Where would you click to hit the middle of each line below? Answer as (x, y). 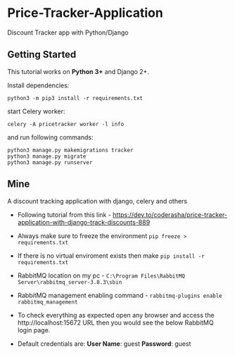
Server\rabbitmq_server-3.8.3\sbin (70, 282)
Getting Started (42, 55)
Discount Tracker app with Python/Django (68, 32)
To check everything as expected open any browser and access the (116, 315)
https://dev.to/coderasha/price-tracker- (170, 214)
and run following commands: (50, 137)
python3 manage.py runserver (50, 162)
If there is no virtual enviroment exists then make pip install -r (111, 256)
